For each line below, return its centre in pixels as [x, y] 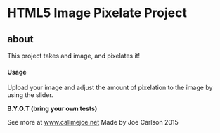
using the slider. [31, 95]
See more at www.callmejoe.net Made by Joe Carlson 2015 [93, 122]
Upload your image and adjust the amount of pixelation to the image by [110, 88]
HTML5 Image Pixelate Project [97, 13]
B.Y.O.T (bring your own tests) [52, 109]
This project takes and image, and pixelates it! [74, 56]
